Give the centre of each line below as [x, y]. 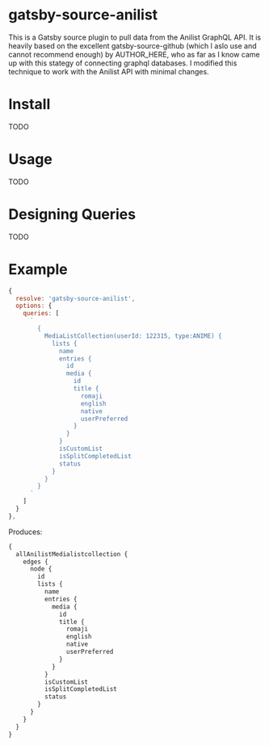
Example [38, 269]
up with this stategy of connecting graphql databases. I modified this [123, 63]
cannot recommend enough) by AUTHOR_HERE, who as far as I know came [134, 54]
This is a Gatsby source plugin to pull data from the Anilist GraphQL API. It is [135, 37]
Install [29, 105]
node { [41, 569]
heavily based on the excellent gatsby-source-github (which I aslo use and [132, 45]
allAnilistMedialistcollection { [72, 554]
